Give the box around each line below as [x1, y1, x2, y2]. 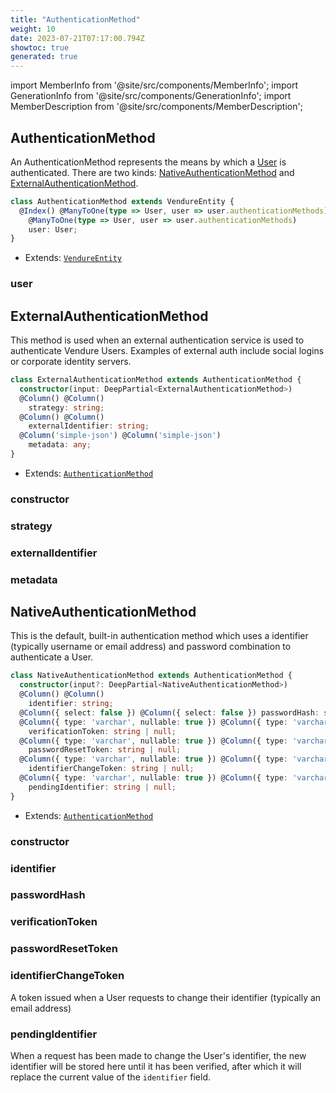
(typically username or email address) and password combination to [10, 641, 292, 653]
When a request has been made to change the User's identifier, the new [10, 1049, 307, 1061]
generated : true [10, 52, 78, 62]
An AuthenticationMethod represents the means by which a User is [10, 156, 287, 168]
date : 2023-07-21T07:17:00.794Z [10, 33, 145, 43]
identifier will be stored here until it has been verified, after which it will [10, 1060, 302, 1072]
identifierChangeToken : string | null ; [28, 764, 195, 774]
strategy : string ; [28, 402, 105, 413]
